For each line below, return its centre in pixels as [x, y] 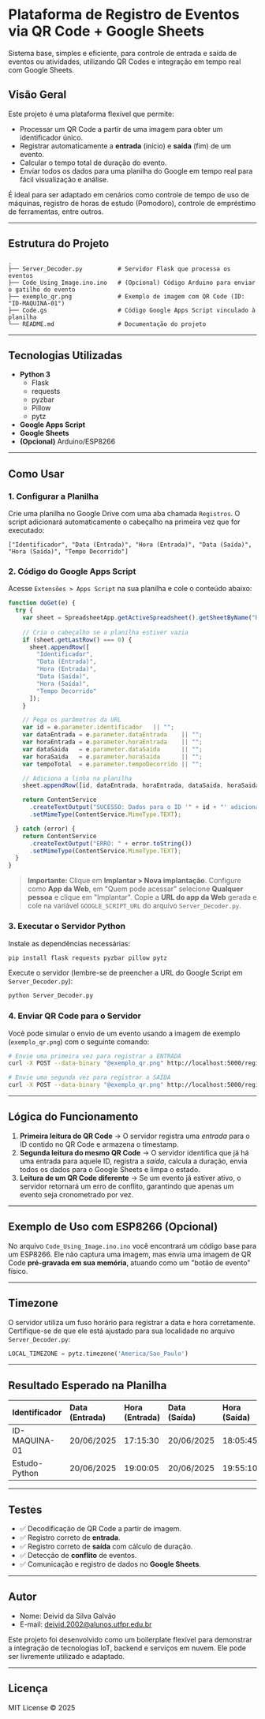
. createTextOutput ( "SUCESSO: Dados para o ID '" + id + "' [128, 807]
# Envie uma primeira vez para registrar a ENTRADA [95, 1056]
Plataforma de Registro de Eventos [124, 15]
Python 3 [35, 375]
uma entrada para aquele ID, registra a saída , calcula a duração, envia [133, 1161]
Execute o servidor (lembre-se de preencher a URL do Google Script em [125, 973]
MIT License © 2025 [42, 1707]
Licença [28, 1689]
